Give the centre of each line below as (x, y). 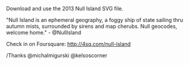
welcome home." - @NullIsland (44, 32)
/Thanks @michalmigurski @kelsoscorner (57, 55)
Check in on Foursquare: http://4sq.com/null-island (69, 44)
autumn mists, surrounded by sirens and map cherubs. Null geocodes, (92, 26)
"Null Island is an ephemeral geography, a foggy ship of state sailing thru (94, 20)
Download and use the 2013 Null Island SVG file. (65, 9)
